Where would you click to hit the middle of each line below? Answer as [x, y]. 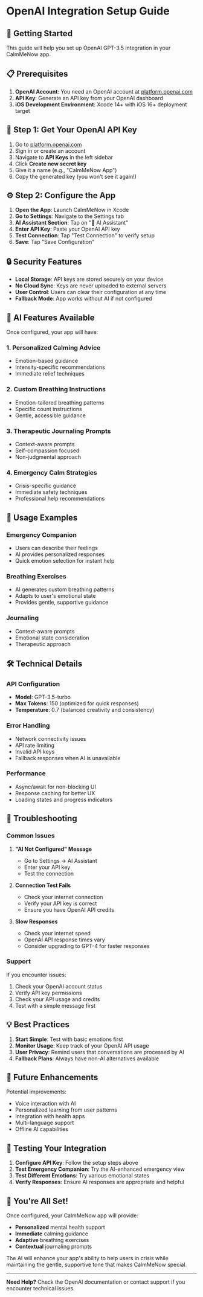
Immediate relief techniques [50, 374]
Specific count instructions [49, 409]
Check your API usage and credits [57, 999]
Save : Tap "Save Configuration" [55, 242]
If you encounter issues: [36, 975]
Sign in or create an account [50, 151]
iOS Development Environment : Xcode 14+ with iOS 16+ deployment [101, 104]
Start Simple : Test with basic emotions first [69, 1039]
